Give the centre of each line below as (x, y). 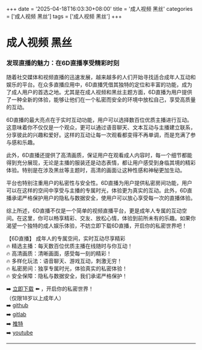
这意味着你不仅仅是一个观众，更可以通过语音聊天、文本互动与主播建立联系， (101, 127)
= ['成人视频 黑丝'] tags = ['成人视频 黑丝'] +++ (64, 16)
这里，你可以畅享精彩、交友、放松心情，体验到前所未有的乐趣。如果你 (109, 219)
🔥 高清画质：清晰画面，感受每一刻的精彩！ (59, 253)
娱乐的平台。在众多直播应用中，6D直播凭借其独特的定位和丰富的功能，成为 (99, 85)
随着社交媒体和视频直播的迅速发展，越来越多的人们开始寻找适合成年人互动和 (101, 77)
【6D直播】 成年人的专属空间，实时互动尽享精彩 (66, 238)
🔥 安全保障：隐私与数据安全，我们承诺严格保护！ (67, 276)
